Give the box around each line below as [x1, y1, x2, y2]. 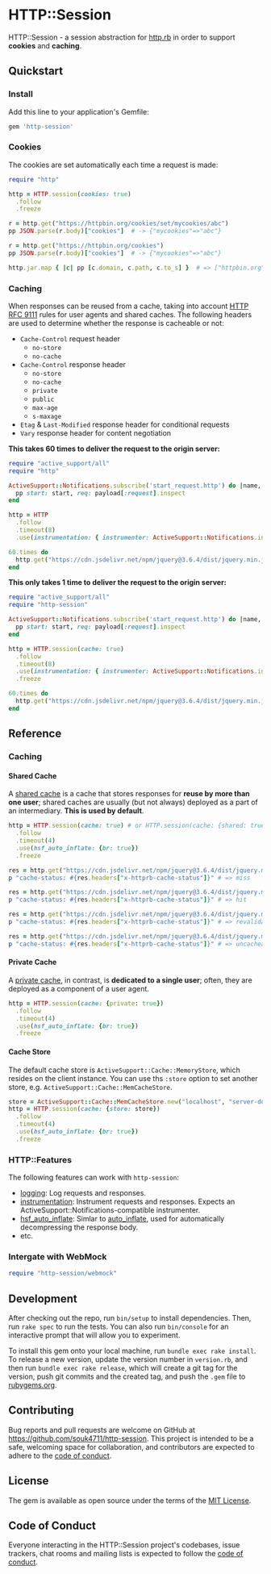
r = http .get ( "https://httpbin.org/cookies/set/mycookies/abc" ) [8, 219, 229, 228]
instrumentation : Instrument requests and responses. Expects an [19, 1196, 236, 1207]
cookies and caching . [8, 40, 82, 50]
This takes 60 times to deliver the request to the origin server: [8, 444, 220, 453]
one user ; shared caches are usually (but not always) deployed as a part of [8, 797, 258, 808]
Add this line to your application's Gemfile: [8, 106, 149, 116]
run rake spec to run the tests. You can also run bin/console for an [8, 1321, 229, 1332]
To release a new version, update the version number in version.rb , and [8, 1355, 248, 1364]
